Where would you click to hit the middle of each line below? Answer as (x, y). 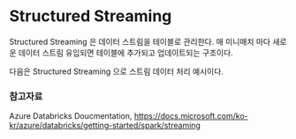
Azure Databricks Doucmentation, (71, 116)
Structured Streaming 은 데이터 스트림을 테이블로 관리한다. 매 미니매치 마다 (140, 41)
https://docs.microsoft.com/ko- (191, 116)
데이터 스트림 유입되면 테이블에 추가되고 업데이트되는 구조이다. (126, 52)
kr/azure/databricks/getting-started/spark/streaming (105, 126)
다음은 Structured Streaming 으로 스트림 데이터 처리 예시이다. (116, 71)
